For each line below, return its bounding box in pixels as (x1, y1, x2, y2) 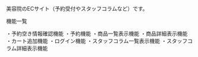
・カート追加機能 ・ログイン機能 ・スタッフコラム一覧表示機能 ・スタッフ (6, 38, 188, 44)
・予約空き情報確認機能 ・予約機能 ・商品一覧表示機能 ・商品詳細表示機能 (6, 30, 188, 37)
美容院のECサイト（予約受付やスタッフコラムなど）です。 (6, 5, 148, 12)
